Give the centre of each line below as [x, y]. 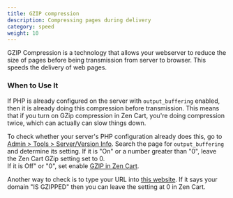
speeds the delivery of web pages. [57, 67]
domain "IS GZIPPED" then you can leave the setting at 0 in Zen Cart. [106, 187]
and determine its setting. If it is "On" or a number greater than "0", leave [112, 151]
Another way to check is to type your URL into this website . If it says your [112, 179]
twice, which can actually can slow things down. [77, 123]
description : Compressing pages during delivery [79, 20]
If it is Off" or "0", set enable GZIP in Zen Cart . [73, 166]
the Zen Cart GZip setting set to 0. [56, 158]
